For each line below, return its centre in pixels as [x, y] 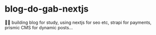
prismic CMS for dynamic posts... [39, 27]
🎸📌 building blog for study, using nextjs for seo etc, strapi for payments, [78, 22]
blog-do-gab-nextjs [47, 9]
